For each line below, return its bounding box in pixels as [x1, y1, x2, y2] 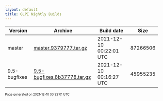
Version [9, 27, 28, 34]
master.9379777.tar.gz [33, 44, 87, 51]
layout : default [5, 7, 38, 12]
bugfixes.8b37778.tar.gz [33, 73, 91, 80]
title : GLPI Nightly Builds [5, 12, 62, 17]
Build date [99, 27, 124, 34]
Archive [54, 27, 73, 34]
